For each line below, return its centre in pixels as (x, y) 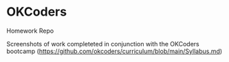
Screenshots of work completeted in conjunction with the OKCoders (103, 44)
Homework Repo (30, 31)
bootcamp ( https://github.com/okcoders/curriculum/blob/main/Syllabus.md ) (115, 51)
